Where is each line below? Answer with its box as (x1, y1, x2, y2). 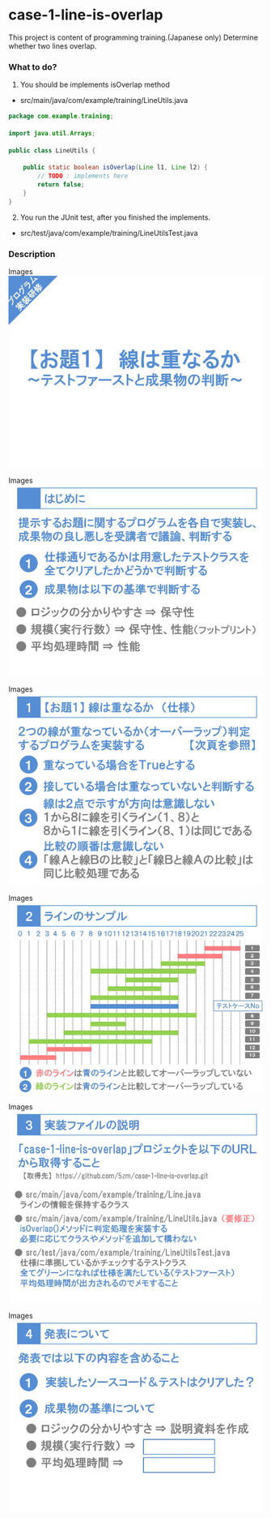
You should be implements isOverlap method (19, 79, 170, 90)
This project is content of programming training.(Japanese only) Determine (8, 32, 259, 42)
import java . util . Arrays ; (8, 129, 95, 137)
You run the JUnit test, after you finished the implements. (19, 212, 211, 222)
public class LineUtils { (8, 146, 95, 155)
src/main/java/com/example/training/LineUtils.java (19, 96, 188, 105)
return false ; (37, 181, 85, 189)
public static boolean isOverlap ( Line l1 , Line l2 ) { (23, 164, 208, 172)
